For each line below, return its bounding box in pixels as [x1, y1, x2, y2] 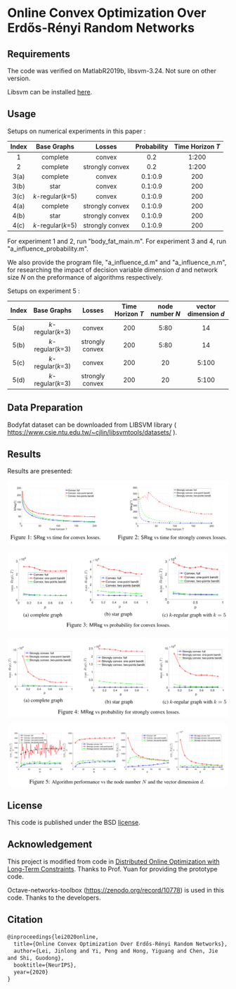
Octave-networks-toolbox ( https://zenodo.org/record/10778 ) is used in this [7, 885, 225, 894]
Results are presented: [7, 467, 72, 475]
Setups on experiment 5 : [7, 287, 81, 295]
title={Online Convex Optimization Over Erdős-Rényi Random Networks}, [13, 940, 228, 947]
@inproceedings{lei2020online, [7, 933, 99, 940]
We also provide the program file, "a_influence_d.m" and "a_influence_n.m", [7, 258, 227, 266]
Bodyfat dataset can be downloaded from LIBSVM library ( [7, 421, 177, 429]
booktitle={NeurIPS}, [13, 962, 77, 969]
